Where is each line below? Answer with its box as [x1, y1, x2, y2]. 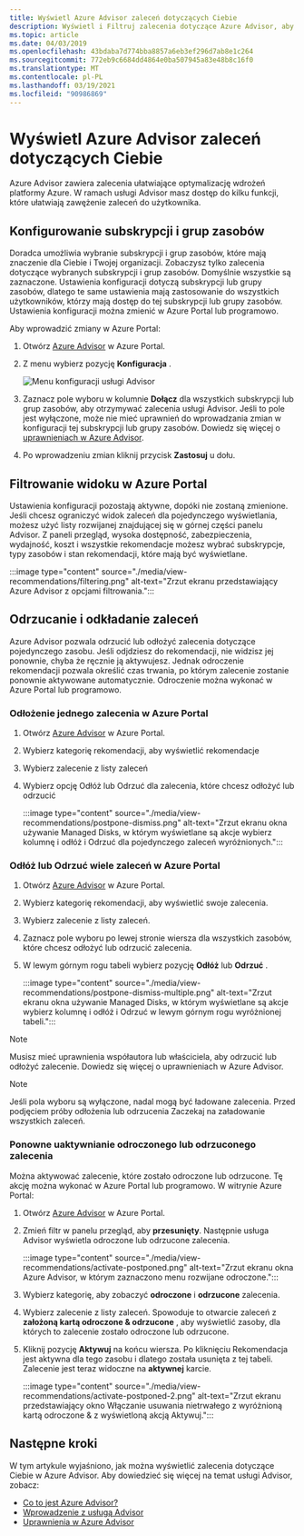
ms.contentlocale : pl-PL [9, 73, 103, 82]
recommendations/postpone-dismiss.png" [22, 817, 181, 828]
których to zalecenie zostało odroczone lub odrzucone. [22, 1326, 230, 1337]
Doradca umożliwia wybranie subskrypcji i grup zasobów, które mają [9, 247, 267, 259]
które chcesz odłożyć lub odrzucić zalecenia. [22, 943, 192, 953]
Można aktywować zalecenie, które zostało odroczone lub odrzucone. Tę [9, 1170, 283, 1182]
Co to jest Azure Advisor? [22, 1497, 119, 1508]
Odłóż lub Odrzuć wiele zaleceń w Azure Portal [9, 860, 221, 873]
